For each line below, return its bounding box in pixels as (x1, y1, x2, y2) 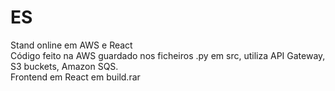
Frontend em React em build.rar (10, 71, 141, 83)
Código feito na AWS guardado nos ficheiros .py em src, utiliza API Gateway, (10, 49, 326, 61)
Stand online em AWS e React (10, 39, 133, 51)
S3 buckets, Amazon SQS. (10, 60, 119, 72)
